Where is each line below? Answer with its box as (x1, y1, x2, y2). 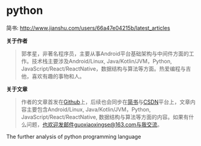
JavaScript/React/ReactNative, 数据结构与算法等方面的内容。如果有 (21, 113, 189, 121)
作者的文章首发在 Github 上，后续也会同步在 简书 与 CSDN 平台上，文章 (21, 98, 191, 106)
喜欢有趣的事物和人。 (31, 72, 85, 80)
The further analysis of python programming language (6, 133, 141, 140)
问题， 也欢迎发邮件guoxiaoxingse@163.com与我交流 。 (26, 121, 163, 128)
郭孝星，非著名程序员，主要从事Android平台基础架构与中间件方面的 (21, 49, 189, 57)
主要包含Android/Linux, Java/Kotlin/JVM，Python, (26, 106, 151, 113)
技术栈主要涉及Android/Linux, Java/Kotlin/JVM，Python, (31, 57, 172, 65)
